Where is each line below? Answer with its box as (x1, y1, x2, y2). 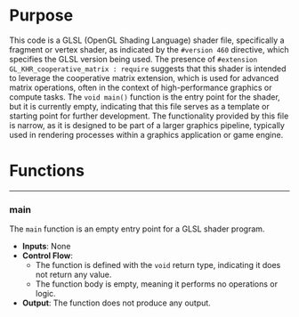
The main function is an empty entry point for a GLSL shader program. (9, 224, 265, 234)
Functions (9, 161, 85, 181)
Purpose (9, 5, 74, 26)
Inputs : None (21, 241, 71, 252)
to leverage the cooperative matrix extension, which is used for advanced (9, 72, 279, 83)
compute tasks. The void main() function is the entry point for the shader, (9, 91, 280, 102)
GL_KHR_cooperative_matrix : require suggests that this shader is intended (9, 63, 287, 74)
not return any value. (35, 269, 112, 280)
